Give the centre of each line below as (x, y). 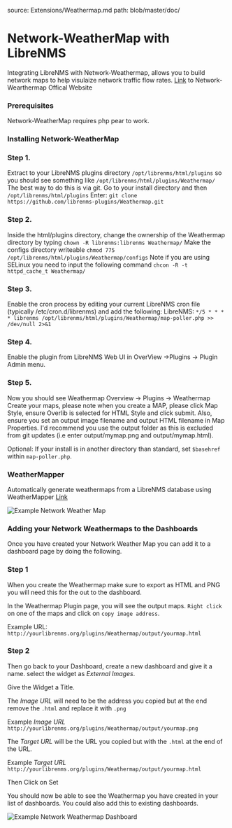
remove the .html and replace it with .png (67, 708)
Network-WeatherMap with (88, 38)
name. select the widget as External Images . (71, 673)
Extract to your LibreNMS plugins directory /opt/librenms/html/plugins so (115, 173)
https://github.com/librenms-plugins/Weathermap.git (86, 202)
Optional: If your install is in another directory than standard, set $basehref (114, 449)
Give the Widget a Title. (41, 687)
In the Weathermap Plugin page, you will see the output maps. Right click (115, 605)
